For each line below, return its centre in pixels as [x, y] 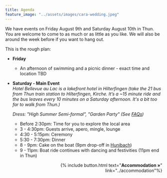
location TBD [33, 73]
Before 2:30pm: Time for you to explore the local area [75, 124]
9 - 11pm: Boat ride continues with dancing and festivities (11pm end [89, 150]
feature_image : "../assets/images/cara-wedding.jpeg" [62, 14]
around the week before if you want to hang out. [55, 39]
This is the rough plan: [28, 49]
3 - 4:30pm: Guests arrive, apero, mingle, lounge [70, 129]
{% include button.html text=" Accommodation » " [111, 165]
